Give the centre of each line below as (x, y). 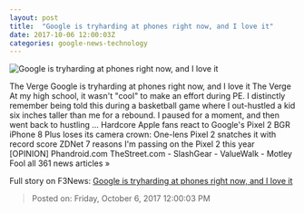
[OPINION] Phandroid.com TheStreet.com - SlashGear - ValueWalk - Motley (151, 154)
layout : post (34, 18)
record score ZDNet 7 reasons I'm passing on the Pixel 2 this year (132, 144)
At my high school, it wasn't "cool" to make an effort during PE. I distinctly (147, 96)
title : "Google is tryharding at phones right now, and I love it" (142, 26)
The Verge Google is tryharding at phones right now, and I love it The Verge (151, 86)
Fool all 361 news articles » (60, 163)
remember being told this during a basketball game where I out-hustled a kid (152, 106)
